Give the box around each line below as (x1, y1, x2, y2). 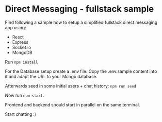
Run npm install (5, 59, 38, 65)
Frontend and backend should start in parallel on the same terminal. (5, 102, 140, 107)
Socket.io (12, 44, 32, 50)
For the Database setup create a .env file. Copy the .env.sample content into (5, 68, 157, 74)
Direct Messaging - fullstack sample (5, 3, 154, 15)
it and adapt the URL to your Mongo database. (5, 73, 97, 79)
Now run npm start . (5, 92, 45, 98)
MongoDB (12, 50, 32, 55)
